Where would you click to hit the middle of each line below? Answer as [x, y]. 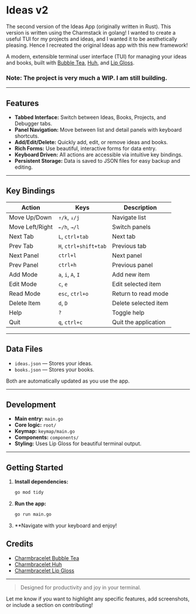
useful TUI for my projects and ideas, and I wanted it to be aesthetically [92, 39]
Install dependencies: [41, 482]
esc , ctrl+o [73, 294]
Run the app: [30, 504]
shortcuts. [27, 136]
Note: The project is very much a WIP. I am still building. [87, 78]
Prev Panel [24, 265]
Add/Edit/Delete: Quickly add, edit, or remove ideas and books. [91, 142]
